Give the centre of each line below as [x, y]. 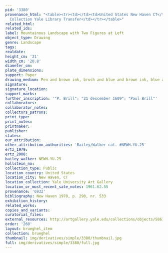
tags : [11, 47]
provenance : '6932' [25, 191]
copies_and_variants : [28, 210]
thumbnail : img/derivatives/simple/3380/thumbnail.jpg [63, 238]
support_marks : [21, 94]
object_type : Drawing [28, 38]
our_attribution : [23, 140]
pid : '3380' [17, 10]
